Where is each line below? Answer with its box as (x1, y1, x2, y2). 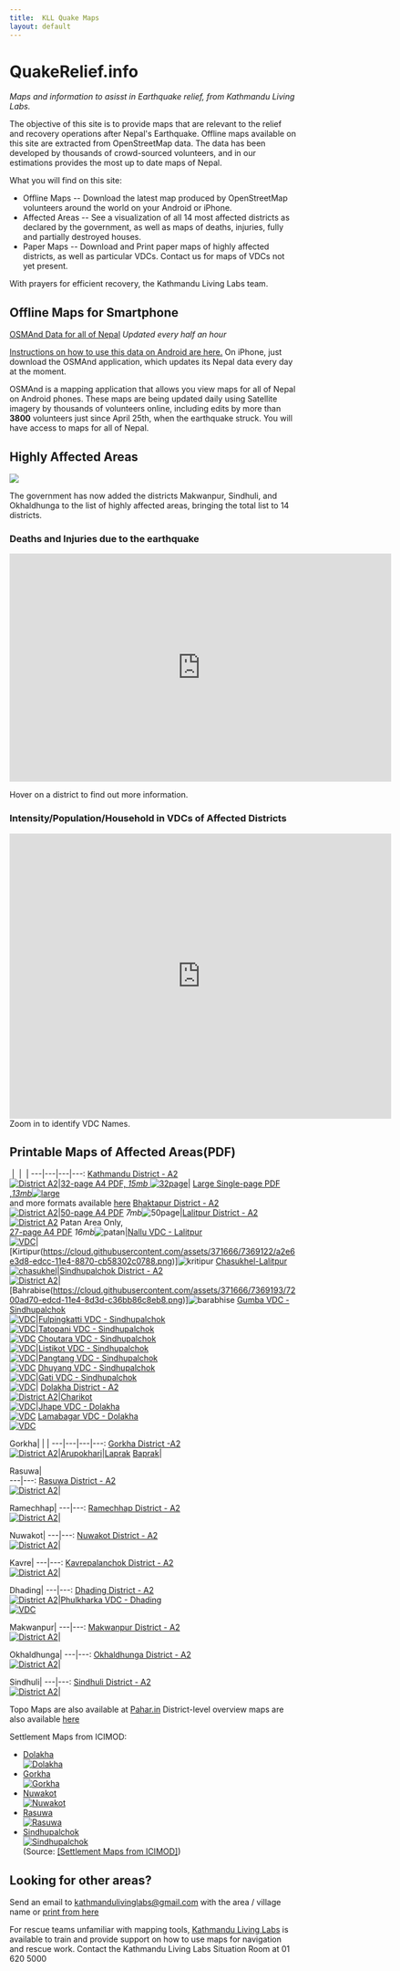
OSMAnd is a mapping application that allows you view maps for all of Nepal (9, 384, 296, 395)
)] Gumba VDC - (181, 1295, 290, 1306)
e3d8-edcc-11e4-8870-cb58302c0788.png (9, 1256, 173, 1267)
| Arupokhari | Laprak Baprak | (57, 1448, 162, 1459)
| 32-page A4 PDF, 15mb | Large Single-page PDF (57, 1178, 281, 1189)
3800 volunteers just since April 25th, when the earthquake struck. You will (9, 412, 293, 424)
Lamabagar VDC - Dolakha (37, 1411, 138, 1422)
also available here (9, 1714, 80, 1725)
